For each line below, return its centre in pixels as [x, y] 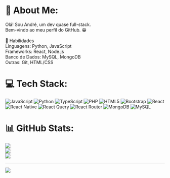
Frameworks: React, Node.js [35, 51]
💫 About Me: [32, 10]
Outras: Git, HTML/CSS [29, 62]
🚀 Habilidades [20, 41]
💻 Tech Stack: [36, 84]
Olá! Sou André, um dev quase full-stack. [48, 24]
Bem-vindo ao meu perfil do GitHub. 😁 [46, 29]
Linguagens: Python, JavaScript [38, 46]
